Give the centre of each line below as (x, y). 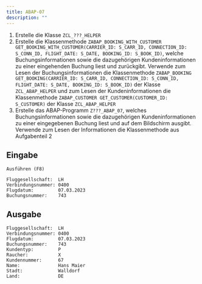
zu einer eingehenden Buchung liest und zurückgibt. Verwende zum (100, 66)
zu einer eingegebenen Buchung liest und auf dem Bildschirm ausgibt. (103, 123)
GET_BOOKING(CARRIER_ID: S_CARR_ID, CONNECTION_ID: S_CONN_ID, (97, 78)
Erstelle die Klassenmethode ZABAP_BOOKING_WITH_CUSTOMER (88, 41)
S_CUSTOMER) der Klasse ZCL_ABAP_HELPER (65, 103)
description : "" (27, 18)
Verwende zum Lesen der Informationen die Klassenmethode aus (97, 130)
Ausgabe (24, 214)
